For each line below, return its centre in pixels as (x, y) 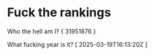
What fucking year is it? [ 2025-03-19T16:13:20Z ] (77, 44)
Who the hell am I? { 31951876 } (52, 31)
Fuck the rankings (59, 13)
